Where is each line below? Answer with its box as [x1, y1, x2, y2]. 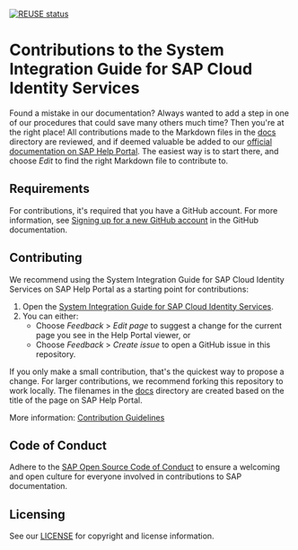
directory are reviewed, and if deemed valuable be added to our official [9, 135, 272, 147]
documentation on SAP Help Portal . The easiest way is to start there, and [9, 145, 279, 156]
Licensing [9, 507, 66, 522]
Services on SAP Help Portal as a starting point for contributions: [9, 284, 250, 294]
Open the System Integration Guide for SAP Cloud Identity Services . [22, 301, 274, 311]
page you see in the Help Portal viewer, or [35, 329, 191, 340]
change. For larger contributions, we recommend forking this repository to [9, 375, 284, 386]
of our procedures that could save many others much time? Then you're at [9, 117, 285, 127]
